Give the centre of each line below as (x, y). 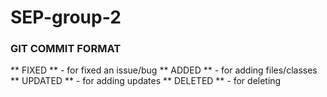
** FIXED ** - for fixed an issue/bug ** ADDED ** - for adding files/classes (164, 70)
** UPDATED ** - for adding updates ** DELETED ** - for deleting (146, 81)
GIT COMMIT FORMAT (66, 49)
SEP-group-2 (66, 17)
